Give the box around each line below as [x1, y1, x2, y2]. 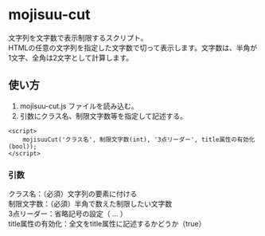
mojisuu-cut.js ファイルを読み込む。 [19, 101, 138, 111]
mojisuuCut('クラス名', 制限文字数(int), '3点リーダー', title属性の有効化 [22, 136, 255, 144]
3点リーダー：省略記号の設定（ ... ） [8, 209, 127, 218]
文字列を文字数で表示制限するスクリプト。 [8, 33, 148, 42]
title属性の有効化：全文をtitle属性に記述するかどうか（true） [8, 219, 206, 229]
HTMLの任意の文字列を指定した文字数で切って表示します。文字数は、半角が [8, 42, 257, 53]
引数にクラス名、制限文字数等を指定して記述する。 [19, 111, 188, 120]
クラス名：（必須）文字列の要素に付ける [8, 189, 138, 199]
